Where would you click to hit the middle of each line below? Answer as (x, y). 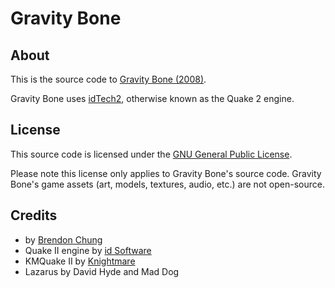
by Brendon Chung (63, 239)
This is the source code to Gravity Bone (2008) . (108, 79)
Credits (34, 215)
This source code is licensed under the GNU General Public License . (151, 154)
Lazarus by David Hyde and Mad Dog (102, 271)
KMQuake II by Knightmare (80, 261)
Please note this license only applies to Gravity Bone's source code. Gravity (166, 173)
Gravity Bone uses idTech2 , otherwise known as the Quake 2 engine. (152, 98)
